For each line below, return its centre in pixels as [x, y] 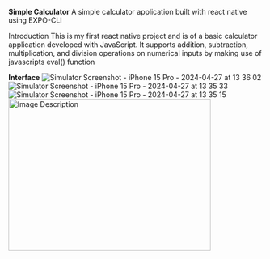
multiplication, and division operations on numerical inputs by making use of [135, 53]
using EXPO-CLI [35, 20]
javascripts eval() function [52, 62]
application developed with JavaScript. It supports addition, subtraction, [129, 45]
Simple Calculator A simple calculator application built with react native [128, 12]
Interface [24, 77]
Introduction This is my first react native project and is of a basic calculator [133, 36]
